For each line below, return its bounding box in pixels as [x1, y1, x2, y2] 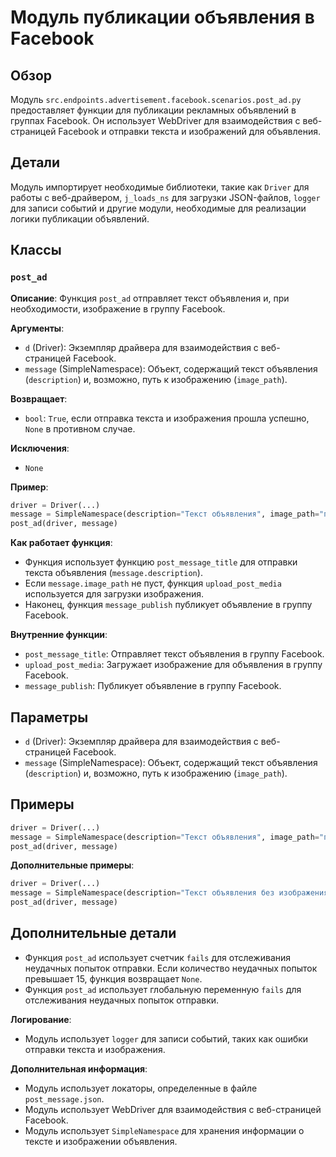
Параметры [10, 709, 89, 726]
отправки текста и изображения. [24, 1043, 166, 1055]
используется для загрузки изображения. [24, 588, 205, 600]
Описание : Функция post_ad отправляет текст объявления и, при [10, 292, 290, 304]
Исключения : [10, 442, 70, 454]
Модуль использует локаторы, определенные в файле [24, 1082, 258, 1094]
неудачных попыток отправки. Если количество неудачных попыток [24, 962, 318, 974]
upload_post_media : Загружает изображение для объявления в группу [24, 659, 323, 671]
